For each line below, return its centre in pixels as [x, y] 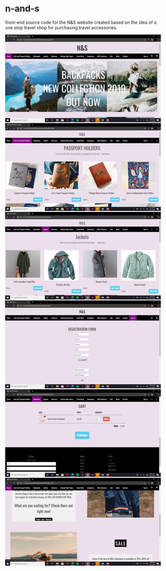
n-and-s [22, 9]
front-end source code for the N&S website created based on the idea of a [81, 22]
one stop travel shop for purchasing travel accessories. [61, 27]
